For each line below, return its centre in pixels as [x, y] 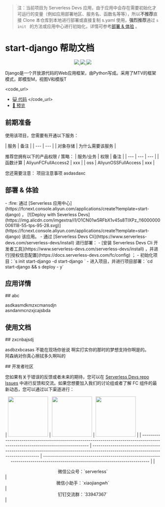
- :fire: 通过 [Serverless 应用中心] [39, 203]
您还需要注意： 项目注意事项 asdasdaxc [45, 173]
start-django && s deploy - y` [34, 267]
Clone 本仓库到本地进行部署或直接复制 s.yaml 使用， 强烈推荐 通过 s [91, 20]
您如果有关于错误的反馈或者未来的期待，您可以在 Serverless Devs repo [77, 377]
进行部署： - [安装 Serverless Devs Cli [114, 242]
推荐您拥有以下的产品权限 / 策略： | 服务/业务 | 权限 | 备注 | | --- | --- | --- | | [82, 156]
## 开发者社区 [19, 367]
